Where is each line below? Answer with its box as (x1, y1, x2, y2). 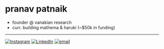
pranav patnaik (5, 3, 67, 15)
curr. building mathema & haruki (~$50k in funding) (12, 24, 116, 30)
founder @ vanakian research (12, 19, 72, 25)
